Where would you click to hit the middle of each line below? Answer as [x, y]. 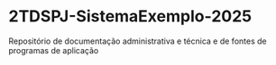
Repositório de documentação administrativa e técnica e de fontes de [138, 41]
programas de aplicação [54, 50]
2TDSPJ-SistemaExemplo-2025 [130, 16]
